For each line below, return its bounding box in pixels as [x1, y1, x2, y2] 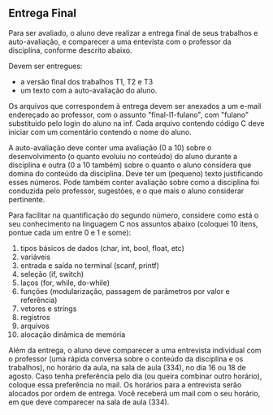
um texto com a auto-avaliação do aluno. [19, 85, 158, 95]
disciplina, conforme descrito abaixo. [8, 45, 132, 55]
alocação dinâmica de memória [19, 329, 126, 339]
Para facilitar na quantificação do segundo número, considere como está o [8, 210, 259, 220]
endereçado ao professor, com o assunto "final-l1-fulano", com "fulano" [8, 110, 249, 119]
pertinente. [8, 194, 45, 204]
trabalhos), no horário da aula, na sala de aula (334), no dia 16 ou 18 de [8, 362, 246, 372]
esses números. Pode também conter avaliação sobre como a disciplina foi [8, 177, 260, 187]
